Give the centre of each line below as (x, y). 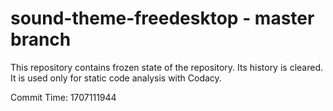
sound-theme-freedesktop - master (162, 18)
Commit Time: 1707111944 (63, 97)
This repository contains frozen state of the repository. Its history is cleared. (166, 67)
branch (41, 39)
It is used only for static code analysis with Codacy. (116, 78)
